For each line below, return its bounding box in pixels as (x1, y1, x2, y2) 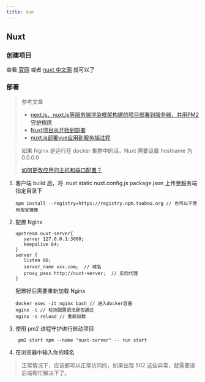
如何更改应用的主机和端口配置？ (21, 166, 102, 174)
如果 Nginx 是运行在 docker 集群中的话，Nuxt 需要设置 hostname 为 (21, 147, 193, 154)
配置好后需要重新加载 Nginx (15, 287, 86, 294)
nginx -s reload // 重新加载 (15, 313, 86, 320)
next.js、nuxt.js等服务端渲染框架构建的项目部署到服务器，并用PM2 (30, 111, 199, 118)
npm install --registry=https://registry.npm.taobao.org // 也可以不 (15, 200, 193, 207)
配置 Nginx (15, 218, 43, 226)
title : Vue (6, 9, 34, 15)
